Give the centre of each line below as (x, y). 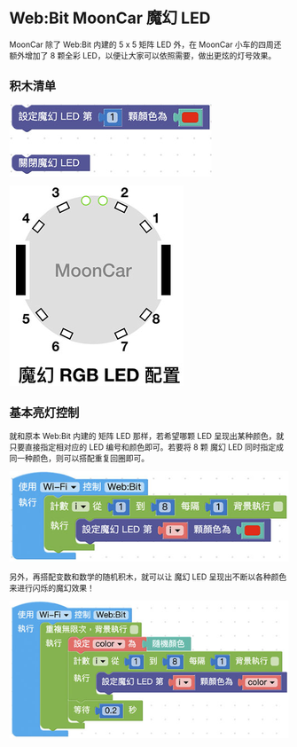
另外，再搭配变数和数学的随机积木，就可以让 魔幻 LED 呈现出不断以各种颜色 (148, 577)
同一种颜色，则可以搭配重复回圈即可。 (79, 458)
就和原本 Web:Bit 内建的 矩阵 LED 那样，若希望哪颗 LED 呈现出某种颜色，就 (147, 436)
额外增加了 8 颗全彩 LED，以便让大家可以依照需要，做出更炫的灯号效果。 (143, 55)
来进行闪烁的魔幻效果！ (52, 588)
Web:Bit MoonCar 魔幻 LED (110, 18)
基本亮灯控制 (44, 413)
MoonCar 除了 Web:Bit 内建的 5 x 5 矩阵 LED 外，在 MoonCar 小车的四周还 (145, 44)
